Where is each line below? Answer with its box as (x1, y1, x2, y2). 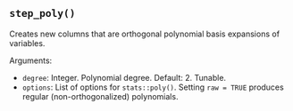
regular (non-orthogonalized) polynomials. (21, 91, 179, 101)
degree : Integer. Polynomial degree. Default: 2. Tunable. (21, 72, 226, 83)
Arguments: (9, 55, 53, 66)
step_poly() (9, 7, 76, 20)
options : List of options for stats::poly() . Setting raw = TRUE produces (21, 82, 284, 92)
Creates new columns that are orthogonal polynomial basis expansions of (9, 28, 280, 39)
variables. (9, 37, 46, 48)
